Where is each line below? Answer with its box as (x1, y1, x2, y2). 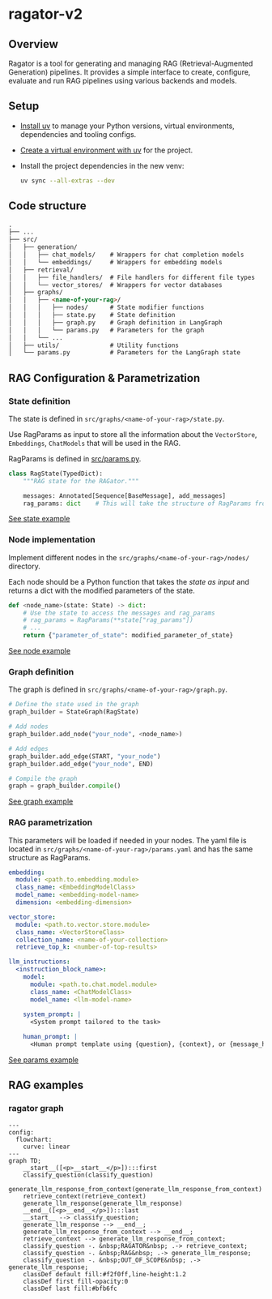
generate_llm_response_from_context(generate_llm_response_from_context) (8, 1185, 263, 1193)
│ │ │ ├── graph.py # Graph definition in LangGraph (8, 318, 223, 327)
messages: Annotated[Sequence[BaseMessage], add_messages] (23, 491, 227, 499)
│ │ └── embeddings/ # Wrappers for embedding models (8, 258, 223, 266)
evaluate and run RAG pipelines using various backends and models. (8, 76, 237, 85)
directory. (8, 561, 40, 571)
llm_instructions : (8, 958, 70, 966)
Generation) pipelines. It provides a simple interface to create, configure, (8, 67, 251, 77)
